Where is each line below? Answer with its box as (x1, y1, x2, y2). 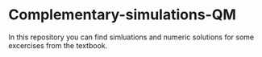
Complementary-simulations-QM (8, 6, 236, 24)
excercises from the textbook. (8, 40, 108, 50)
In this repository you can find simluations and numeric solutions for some (8, 32, 255, 42)
